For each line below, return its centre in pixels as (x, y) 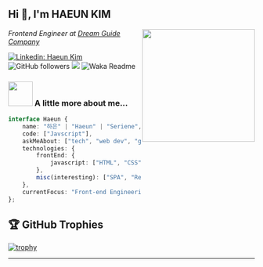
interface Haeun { (38, 119)
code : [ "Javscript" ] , (57, 134)
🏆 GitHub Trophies (56, 225)
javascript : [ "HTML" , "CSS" (96, 163)
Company (24, 41)
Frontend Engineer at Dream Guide (65, 33)
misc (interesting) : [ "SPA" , (82, 178)
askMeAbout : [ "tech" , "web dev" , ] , (92, 141)
